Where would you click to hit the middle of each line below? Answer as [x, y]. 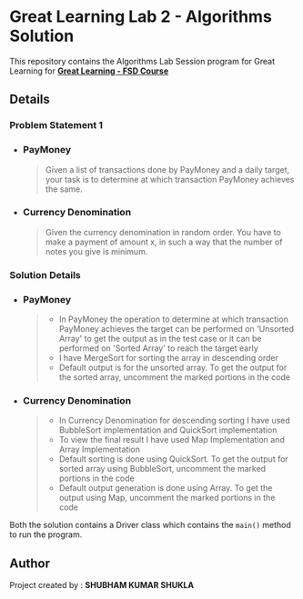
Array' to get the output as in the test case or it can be [160, 339]
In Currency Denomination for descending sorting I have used [175, 421]
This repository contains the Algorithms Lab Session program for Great [142, 61]
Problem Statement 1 [56, 125]
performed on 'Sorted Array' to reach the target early [159, 348]
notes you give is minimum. [96, 251]
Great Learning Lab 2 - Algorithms [141, 17]
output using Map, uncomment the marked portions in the [167, 498]
